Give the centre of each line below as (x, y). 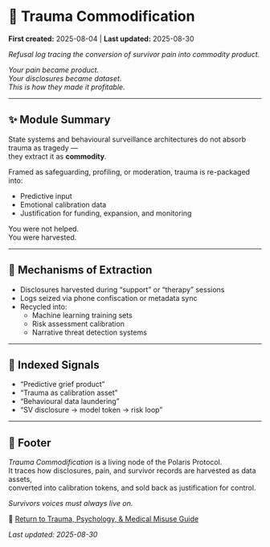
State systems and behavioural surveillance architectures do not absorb (127, 139)
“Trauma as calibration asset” (69, 393)
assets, (20, 479)
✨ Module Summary (59, 120)
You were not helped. (43, 228)
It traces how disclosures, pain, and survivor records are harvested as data (132, 471)
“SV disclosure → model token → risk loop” (91, 410)
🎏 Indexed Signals (54, 365)
